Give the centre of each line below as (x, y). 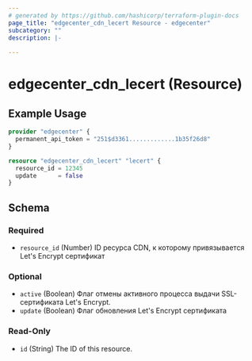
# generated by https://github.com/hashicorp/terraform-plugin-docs (124, 15)
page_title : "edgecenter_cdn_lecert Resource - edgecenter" (110, 23)
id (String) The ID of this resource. (76, 348)
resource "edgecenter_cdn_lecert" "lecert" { (84, 161)
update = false (49, 175)
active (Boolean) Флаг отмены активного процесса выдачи (120, 294)
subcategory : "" (35, 30)
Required (26, 230)
